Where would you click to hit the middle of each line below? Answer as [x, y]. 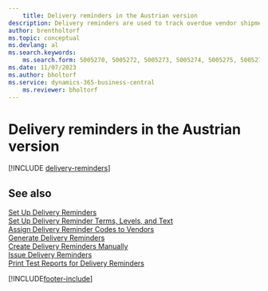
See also [30, 193]
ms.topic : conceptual [44, 38]
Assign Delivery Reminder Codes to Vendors [81, 230]
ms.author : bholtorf [43, 75]
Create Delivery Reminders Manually [68, 246]
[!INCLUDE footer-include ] [51, 279]
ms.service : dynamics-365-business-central [82, 82]
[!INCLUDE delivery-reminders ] [59, 168]
